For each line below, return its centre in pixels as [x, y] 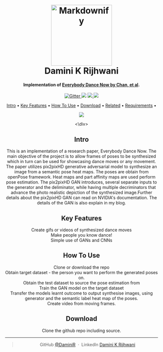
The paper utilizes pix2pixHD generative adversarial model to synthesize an [81, 167]
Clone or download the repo [81, 267]
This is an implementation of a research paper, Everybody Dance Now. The [81, 151]
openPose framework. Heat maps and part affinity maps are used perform [81, 177]
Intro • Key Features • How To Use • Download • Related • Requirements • [81, 106]
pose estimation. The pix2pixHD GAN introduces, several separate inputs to [81, 182]
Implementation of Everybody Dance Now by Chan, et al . [81, 85]
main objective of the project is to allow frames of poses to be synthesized [81, 156]
